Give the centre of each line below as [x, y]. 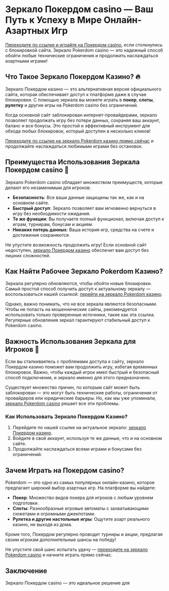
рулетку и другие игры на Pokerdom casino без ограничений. [72, 105]
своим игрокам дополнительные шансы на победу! [61, 540]
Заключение [26, 571]
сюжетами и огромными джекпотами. [54, 514]
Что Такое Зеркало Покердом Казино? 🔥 [73, 77]
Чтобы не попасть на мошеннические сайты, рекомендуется [71, 309]
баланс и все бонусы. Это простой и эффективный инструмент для [78, 125]
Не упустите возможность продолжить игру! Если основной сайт [76, 245]
